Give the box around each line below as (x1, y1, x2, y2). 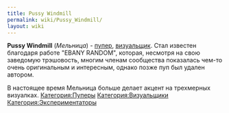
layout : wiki (7, 23, 45, 29)
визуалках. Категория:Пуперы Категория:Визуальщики (7, 91, 169, 99)
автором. (7, 71, 34, 79)
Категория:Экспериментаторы (7, 99, 97, 107)
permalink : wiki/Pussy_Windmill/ (7, 16, 103, 23)
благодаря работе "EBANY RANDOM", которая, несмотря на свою (7, 49, 201, 57)
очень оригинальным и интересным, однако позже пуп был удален (7, 63, 205, 72)
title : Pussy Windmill (7, 10, 72, 17)
